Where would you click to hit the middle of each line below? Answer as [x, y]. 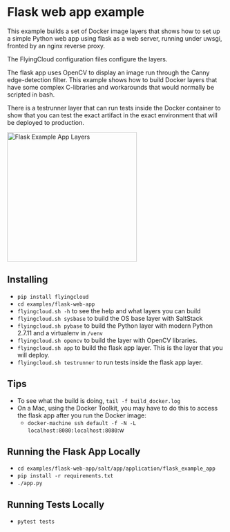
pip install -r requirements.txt [65, 476]
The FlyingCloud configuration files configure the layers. [87, 59]
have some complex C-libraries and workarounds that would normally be [111, 87]
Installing [28, 280]
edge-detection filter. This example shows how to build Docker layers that [112, 79]
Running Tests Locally [56, 504]
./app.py [30, 484]
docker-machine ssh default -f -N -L [82, 423]
